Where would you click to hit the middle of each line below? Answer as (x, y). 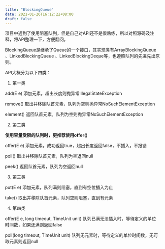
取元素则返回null (22, 242)
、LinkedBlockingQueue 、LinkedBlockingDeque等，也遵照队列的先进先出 (80, 56)
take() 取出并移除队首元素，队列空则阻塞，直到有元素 (59, 198)
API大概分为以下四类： (28, 73)
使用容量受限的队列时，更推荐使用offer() (46, 135)
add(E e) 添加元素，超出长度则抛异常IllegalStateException (64, 93)
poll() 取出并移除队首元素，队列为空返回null (49, 156)
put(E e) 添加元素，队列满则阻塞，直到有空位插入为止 (59, 188)
